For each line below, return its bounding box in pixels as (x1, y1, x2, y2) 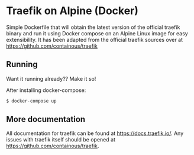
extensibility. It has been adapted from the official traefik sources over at (6, 36, 183, 43)
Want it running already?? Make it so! (6, 75, 96, 82)
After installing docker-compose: (6, 87, 86, 94)
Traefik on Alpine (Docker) (6, 4, 139, 18)
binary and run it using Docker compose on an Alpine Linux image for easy (6, 29, 188, 37)
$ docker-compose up (6, 98, 57, 104)
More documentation (6, 114, 86, 124)
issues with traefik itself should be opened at (6, 136, 115, 143)
